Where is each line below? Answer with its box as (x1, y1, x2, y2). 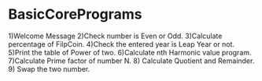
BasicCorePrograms (8, 5, 143, 23)
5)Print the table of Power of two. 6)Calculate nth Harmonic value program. (8, 48, 252, 57)
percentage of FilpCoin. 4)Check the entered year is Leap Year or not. (8, 39, 234, 48)
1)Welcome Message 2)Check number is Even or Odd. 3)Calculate (8, 31, 223, 40)
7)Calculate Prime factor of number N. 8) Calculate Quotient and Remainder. (8, 56, 255, 65)
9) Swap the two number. (8, 64, 90, 73)
